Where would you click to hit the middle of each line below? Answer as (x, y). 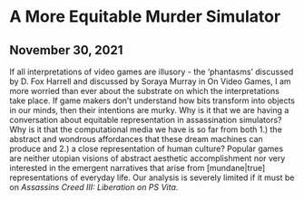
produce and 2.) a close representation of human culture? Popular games (147, 148)
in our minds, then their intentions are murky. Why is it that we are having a (149, 110)
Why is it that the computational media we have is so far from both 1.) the (146, 129)
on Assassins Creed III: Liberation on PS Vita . (94, 187)
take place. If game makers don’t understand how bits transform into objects (152, 100)
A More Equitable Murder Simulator (145, 17)
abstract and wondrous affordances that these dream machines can (136, 139)
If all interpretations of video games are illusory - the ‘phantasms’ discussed (152, 71)
